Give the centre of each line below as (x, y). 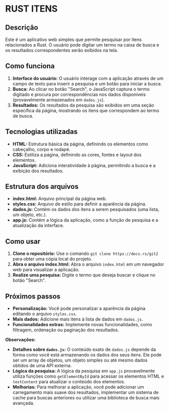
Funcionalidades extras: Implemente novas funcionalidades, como (82, 325)
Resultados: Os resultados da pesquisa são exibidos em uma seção (83, 105)
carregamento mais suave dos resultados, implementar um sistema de (86, 392)
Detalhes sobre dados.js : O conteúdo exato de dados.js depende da (84, 349)
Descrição (22, 28)
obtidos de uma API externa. (42, 366)
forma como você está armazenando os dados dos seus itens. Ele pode (87, 355)
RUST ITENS (32, 9)
